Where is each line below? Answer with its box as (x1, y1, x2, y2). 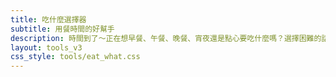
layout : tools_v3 (10, 42, 83, 53)
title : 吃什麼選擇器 (10, 14, 87, 25)
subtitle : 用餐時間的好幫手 (10, 24, 115, 34)
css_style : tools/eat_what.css (10, 52, 141, 62)
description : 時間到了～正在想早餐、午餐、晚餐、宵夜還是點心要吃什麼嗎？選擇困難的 (10, 33, 322, 43)
